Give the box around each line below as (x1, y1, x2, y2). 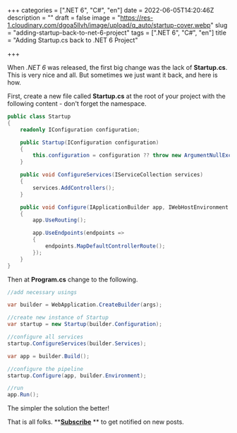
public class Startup (7, 113, 71, 120)
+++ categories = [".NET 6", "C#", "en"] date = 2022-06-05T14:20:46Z (7, 6, 214, 14)
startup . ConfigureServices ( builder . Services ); (7, 340, 147, 347)
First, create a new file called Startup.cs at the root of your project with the (7, 92, 226, 100)
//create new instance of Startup (7, 314, 109, 322)
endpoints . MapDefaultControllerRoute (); (44, 243, 166, 250)
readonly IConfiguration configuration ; (20, 126, 140, 133)
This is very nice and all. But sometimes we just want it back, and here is (7, 71, 218, 79)
